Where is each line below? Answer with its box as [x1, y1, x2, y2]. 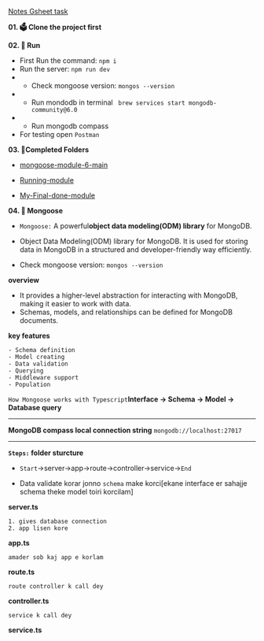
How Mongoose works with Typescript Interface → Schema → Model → [8, 395, 234, 404]
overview [8, 276, 39, 284]
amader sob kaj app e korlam [8, 554, 104, 561]
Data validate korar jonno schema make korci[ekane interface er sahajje [19, 479, 247, 487]
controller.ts [8, 596, 49, 606]
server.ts [8, 502, 38, 511]
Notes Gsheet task [8, 7, 68, 16]
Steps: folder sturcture [8, 448, 84, 458]
